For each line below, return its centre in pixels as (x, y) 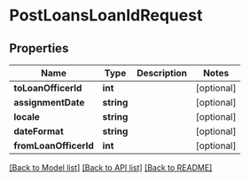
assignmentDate (49, 102)
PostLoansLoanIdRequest (106, 16)
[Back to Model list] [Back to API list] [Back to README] (111, 168)
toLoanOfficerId (48, 88)
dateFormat (39, 131)
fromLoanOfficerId (54, 146)
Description (162, 73)
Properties (39, 48)
